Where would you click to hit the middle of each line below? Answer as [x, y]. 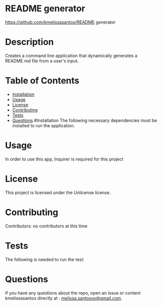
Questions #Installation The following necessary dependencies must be [84, 120]
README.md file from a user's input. [42, 61]
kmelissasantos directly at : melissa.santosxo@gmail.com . [64, 298]
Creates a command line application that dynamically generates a [71, 56]
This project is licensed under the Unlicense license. [58, 193]
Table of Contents [42, 81]
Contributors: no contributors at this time [46, 226]
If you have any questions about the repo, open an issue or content [73, 293]
